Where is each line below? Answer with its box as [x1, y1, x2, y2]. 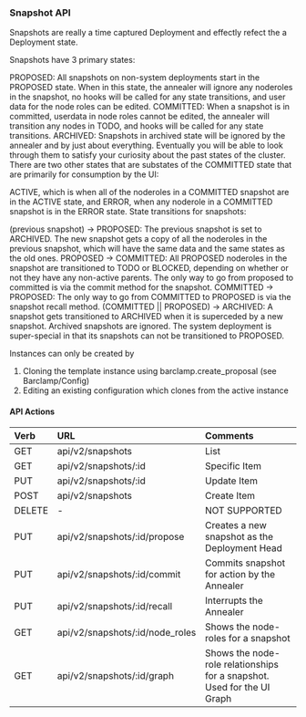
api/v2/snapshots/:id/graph [56, 669, 175, 681]
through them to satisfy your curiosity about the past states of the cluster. [9, 150, 286, 161]
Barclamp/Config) [22, 376, 90, 387]
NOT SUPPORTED [204, 504, 282, 516]
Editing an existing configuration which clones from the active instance [22, 385, 290, 396]
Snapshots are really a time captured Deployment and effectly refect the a [9, 27, 287, 38]
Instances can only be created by [9, 348, 135, 359]
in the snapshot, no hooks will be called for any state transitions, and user [9, 91, 286, 102]
